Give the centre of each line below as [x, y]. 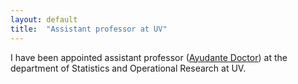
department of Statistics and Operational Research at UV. [128, 68]
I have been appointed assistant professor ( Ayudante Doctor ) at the [149, 57]
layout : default [44, 19]
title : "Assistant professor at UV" [89, 29]
